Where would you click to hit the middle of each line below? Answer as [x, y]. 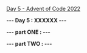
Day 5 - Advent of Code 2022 [43, 9]
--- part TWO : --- [29, 44]
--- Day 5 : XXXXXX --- [37, 20]
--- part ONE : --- [28, 32]
